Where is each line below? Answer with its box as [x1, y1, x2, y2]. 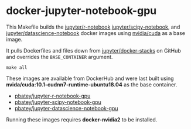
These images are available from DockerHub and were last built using [6, 75, 174, 82]
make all [6, 64, 28, 71]
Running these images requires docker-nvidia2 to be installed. [6, 116, 158, 123]
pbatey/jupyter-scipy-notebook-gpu [14, 98, 101, 106]
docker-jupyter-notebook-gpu [6, 4, 157, 18]
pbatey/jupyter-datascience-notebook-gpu [14, 104, 118, 111]
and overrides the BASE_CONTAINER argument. [6, 53, 113, 60]
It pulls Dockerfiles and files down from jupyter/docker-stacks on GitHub [6, 47, 182, 54]
